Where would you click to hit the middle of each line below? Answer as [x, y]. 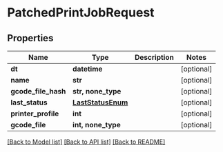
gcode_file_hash [38, 91]
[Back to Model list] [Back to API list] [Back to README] [86, 142]
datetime [87, 69]
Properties [30, 38]
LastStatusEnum [100, 102]
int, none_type [96, 125]
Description [154, 57]
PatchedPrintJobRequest [81, 13]
